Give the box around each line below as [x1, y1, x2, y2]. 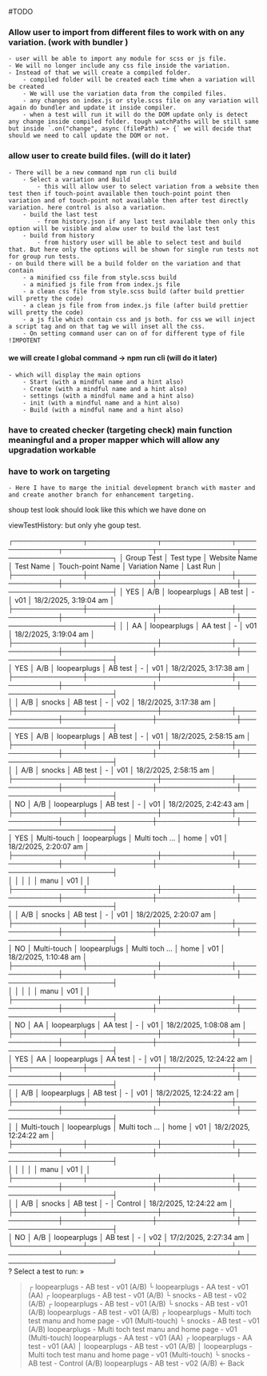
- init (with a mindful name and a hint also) [22, 399, 181, 407]
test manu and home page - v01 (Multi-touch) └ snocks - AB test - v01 [27, 1316, 260, 1326]
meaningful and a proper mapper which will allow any [8, 434, 220, 445]
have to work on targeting [8, 465, 110, 477]
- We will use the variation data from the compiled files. [22, 90, 227, 98]
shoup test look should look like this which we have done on [8, 505, 206, 515]
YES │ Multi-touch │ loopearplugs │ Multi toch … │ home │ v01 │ [14, 833, 229, 843]
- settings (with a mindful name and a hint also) [22, 392, 195, 400]
